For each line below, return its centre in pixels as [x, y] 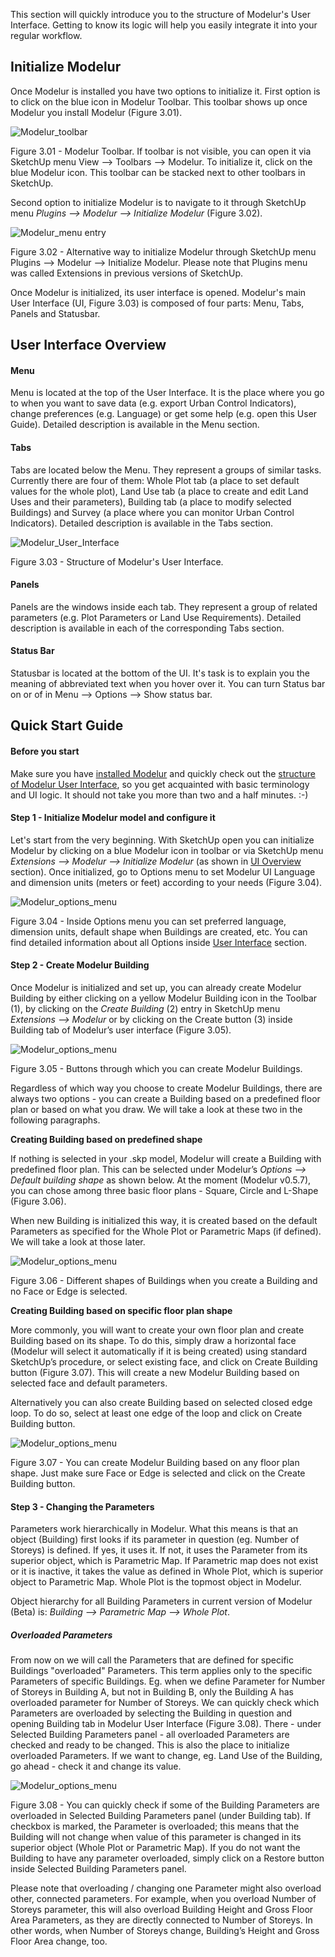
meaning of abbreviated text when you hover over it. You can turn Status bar [168, 684]
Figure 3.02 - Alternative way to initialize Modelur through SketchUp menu [163, 251]
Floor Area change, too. [59, 1941]
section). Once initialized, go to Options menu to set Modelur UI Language [163, 871]
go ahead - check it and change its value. [96, 1766]
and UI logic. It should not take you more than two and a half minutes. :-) [159, 795]
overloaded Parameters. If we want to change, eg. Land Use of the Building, [166, 1756]
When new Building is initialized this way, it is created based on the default [164, 1221]
